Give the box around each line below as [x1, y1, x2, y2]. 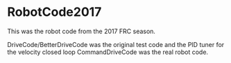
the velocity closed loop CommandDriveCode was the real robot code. [7, 48, 209, 56]
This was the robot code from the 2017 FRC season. [7, 27, 156, 35]
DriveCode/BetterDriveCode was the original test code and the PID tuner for [7, 40, 225, 48]
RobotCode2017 [7, 4, 102, 20]
